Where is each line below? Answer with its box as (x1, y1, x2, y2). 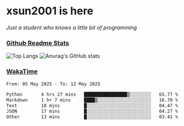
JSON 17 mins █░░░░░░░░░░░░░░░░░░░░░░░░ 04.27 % (6, 109, 179, 115)
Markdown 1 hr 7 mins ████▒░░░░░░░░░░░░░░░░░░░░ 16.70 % (6, 97, 179, 103)
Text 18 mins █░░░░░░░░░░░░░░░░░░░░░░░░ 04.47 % (6, 103, 179, 109)
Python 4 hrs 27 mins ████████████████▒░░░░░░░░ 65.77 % (6, 91, 179, 98)
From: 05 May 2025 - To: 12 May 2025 (6, 81, 101, 87)
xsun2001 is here (6, 4, 94, 18)
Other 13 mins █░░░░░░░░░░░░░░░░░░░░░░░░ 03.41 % (6, 113, 179, 120)
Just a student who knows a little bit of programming (6, 24, 137, 31)
